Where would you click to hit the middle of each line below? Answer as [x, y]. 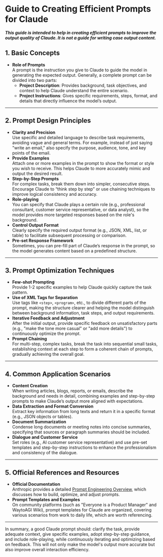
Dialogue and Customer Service [45, 437]
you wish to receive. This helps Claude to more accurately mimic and [81, 168]
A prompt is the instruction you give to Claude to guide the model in [80, 70]
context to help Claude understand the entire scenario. [74, 90]
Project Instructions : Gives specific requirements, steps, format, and [88, 95]
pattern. [20, 292]
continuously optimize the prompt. [46, 334]
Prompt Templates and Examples [46, 500]
